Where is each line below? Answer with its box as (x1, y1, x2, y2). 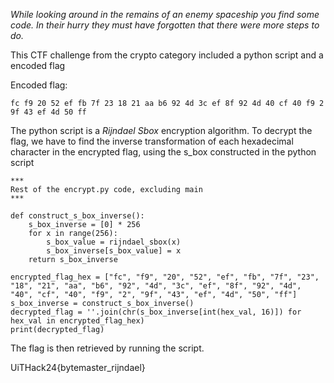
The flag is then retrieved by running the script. (10, 342, 205, 354)
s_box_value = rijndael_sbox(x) (46, 237, 182, 247)
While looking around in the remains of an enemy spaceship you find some (10, 9, 320, 20)
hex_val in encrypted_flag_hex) (10, 316, 145, 326)
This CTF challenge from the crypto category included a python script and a (10, 49, 324, 61)
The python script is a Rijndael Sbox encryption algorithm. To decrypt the (10, 125, 313, 136)
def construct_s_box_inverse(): (10, 211, 145, 221)
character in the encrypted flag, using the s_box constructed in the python (10, 146, 317, 158)
